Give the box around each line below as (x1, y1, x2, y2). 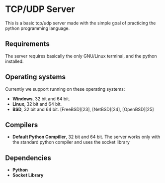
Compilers (5, 121, 38, 129)
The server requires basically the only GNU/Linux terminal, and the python (5, 53, 158, 59)
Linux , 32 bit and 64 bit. (12, 101, 62, 107)
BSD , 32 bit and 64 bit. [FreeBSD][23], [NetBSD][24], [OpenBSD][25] (12, 106, 154, 112)
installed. (5, 58, 24, 64)
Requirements (5, 40, 50, 48)
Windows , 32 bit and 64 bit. (12, 96, 71, 102)
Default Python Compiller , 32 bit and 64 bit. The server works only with (12, 134, 161, 140)
